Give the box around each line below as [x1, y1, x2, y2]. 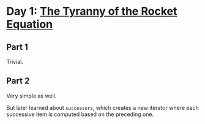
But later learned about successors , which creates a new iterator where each [6, 104, 199, 111]
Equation [6, 17, 53, 31]
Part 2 [6, 76, 30, 87]
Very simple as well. [6, 92, 57, 99]
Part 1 [6, 42, 29, 52]
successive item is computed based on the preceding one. [6, 110, 154, 118]
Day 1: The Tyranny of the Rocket [6, 4, 177, 18]
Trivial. [6, 58, 23, 65]
